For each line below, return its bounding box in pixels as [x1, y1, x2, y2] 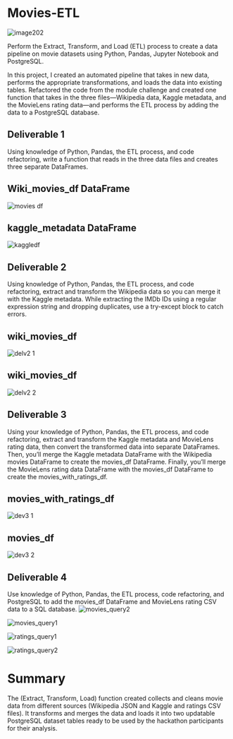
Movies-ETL [7, 5, 80, 21]
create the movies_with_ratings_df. [7, 472, 108, 481]
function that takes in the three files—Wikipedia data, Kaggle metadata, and [7, 93, 227, 102]
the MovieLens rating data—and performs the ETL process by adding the [7, 100, 220, 109]
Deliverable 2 [7, 261, 67, 273]
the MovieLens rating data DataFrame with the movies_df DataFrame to [7, 464, 213, 474]
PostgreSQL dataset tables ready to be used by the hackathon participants [7, 716, 224, 725]
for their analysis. [7, 724, 58, 732]
